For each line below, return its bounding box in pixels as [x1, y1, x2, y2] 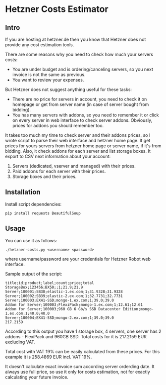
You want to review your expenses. [12, 77, 84, 83]
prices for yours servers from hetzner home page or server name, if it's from [5, 143, 162, 149]
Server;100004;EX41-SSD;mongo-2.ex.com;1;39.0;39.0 [5, 315, 114, 320]
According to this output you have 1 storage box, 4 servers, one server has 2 [5, 328, 162, 334]
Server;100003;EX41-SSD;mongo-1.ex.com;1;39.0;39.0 [5, 297, 114, 303]
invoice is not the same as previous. [12, 72, 86, 78]
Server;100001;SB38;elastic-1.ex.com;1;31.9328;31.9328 [5, 289, 123, 294]
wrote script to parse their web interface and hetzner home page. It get [5, 138, 151, 143]
